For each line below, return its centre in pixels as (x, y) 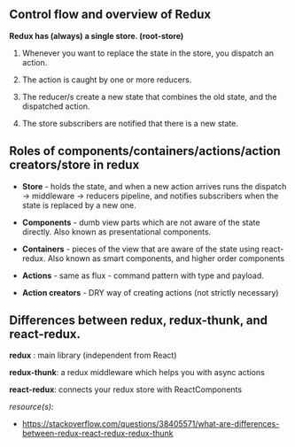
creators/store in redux (74, 165)
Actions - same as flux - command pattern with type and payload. (143, 275)
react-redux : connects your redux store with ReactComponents (125, 389)
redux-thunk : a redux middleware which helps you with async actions (137, 373)
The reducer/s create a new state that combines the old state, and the (149, 96)
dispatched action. (56, 106)
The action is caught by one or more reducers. (107, 80)
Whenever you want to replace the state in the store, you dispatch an (148, 53)
